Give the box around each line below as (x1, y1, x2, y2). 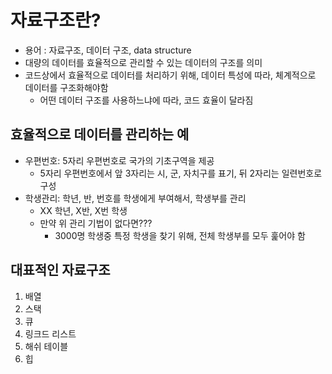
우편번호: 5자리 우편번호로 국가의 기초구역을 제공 (24, 154, 215, 166)
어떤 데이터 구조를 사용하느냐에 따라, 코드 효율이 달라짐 (39, 94, 254, 106)
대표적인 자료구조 (10, 262, 111, 279)
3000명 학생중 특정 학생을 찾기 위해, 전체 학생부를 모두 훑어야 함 (54, 229, 306, 241)
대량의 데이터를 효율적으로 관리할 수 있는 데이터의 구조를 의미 (24, 56, 263, 68)
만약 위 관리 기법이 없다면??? (39, 217, 153, 229)
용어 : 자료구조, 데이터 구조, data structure (24, 44, 192, 56)
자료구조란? (10, 9, 102, 32)
